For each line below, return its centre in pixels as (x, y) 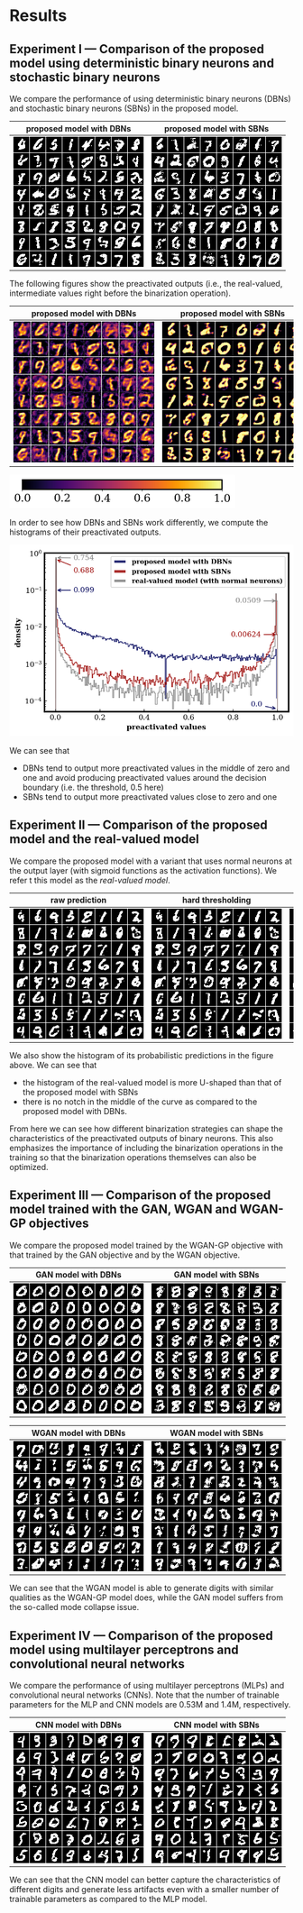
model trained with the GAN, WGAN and (123, 1209)
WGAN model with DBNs (78, 1432)
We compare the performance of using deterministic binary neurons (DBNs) (150, 99)
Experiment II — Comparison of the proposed (138, 825)
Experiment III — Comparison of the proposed (140, 1195)
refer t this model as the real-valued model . (90, 880)
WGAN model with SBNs (217, 1432)
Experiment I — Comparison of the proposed (137, 49)
